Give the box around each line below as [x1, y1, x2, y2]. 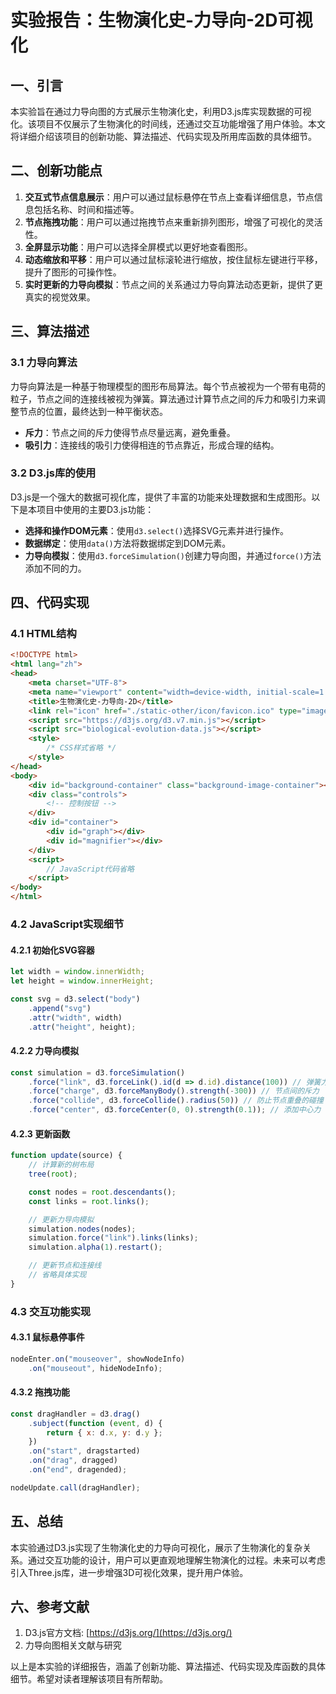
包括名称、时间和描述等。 [33, 203, 140, 215]
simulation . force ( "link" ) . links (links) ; [28, 1233, 199, 1243]
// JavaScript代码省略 [46, 864, 135, 874]
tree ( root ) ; [28, 1169, 78, 1180]
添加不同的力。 [24, 562, 87, 574]
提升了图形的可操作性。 [24, 266, 122, 278]
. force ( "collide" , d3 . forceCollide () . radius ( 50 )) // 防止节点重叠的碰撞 [28, 1096, 324, 1106]
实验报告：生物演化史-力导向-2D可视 [10, 9, 313, 32]
